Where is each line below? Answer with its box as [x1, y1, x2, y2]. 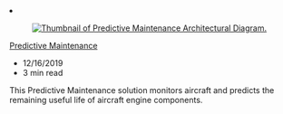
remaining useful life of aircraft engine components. [9, 95, 203, 105]
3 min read [22, 68, 63, 78]
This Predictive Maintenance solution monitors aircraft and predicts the [9, 85, 275, 95]
